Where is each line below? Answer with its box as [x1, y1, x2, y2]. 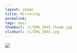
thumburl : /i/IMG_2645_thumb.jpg [5, 25, 73, 30]
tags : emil [5, 20, 27, 26]
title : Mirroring [5, 12, 40, 16]
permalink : [5, 16, 27, 21]
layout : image [5, 7, 34, 12]
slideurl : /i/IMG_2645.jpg [5, 29, 60, 34]
